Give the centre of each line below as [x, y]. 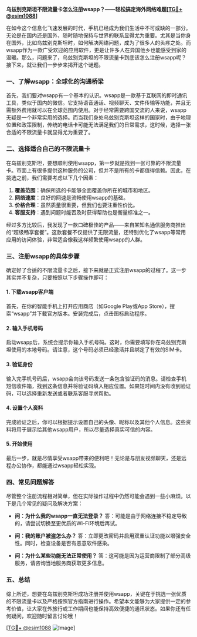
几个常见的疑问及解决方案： [50, 503]
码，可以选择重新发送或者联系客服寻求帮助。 [60, 393]
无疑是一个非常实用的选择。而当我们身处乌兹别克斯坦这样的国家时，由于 [93, 118]
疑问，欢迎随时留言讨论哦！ [44, 616]
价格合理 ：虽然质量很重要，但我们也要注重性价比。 [76, 205]
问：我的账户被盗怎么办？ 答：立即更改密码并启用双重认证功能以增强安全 [103, 536]
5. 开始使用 [19, 444]
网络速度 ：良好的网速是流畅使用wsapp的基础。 [72, 197]
